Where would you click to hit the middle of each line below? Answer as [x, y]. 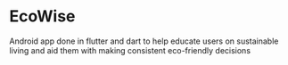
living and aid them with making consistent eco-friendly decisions [130, 50]
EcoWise [42, 16]
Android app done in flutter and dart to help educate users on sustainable [144, 41]
